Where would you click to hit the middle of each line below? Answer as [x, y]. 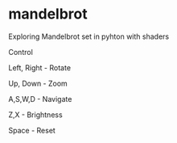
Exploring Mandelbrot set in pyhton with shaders [89, 36]
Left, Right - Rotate [39, 67]
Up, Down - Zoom [38, 83]
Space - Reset [32, 130]
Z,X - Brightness [35, 115]
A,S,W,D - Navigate [40, 99]
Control [21, 52]
